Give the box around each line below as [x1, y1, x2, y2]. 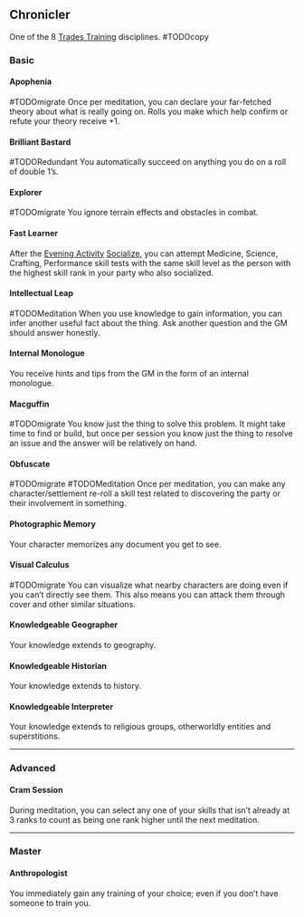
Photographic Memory [9, 518, 97, 529]
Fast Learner [9, 227, 59, 238]
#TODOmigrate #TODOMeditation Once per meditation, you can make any [9, 479, 287, 490]
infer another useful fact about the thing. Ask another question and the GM [9, 317, 288, 329]
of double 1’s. [9, 167, 59, 177]
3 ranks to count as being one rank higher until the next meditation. [9, 814, 260, 825]
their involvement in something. [9, 498, 127, 509]
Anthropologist [9, 868, 68, 879]
